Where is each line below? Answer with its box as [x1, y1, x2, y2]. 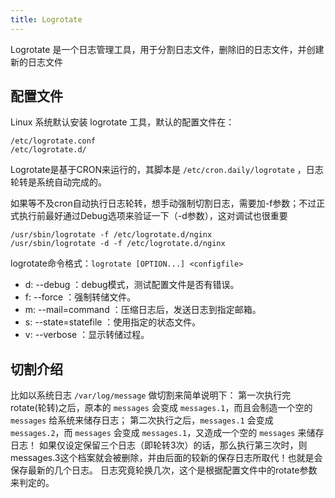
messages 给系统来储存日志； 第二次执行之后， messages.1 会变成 [10, 414, 274, 426]
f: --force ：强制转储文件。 [24, 291, 137, 303]
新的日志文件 [10, 56, 63, 68]
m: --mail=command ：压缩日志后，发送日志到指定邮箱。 [24, 304, 262, 316]
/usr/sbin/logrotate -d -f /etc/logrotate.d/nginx [10, 239, 226, 249]
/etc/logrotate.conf [10, 136, 97, 146]
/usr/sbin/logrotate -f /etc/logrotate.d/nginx [10, 230, 213, 240]
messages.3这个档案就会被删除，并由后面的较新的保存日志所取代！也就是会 [10, 452, 323, 464]
